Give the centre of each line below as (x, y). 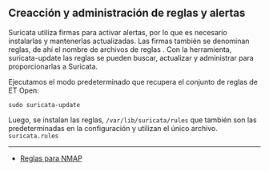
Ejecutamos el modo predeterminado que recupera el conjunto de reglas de (133, 82)
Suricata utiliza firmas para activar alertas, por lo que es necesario (118, 32)
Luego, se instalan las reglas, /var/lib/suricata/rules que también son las (133, 120)
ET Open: (24, 90)
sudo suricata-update (44, 105)
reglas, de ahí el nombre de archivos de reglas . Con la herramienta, (120, 49)
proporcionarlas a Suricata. (53, 66)
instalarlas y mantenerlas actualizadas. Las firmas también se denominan (129, 41)
